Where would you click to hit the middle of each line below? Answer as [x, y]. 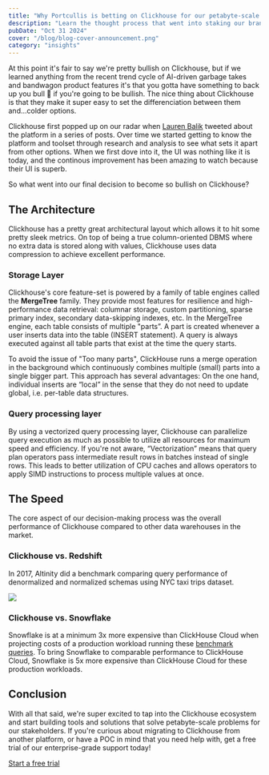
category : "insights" [44, 46]
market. [21, 535]
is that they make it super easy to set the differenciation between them [125, 102]
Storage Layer [36, 275]
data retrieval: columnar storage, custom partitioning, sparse [153, 310]
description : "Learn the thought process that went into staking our [127, 23]
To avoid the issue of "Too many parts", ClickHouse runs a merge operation [133, 359]
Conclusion [38, 695]
